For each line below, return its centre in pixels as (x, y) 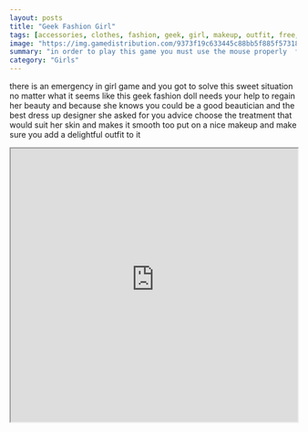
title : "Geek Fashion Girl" (63, 26)
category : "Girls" (44, 60)
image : (22, 43)
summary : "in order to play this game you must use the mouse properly (148, 52)
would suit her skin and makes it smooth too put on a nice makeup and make (153, 125)
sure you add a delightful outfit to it (75, 134)
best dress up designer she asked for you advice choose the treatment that (151, 115)
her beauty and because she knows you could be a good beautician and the (152, 105)
